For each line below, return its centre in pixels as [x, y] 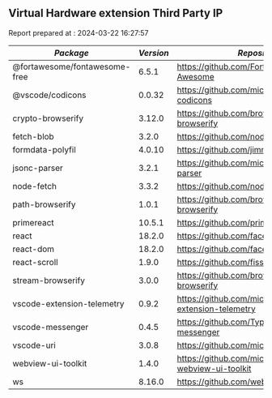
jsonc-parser [38, 168]
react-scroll [35, 262]
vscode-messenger [51, 327]
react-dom [34, 249]
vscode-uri [34, 345]
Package [71, 53]
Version [154, 53]
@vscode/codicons [49, 95]
